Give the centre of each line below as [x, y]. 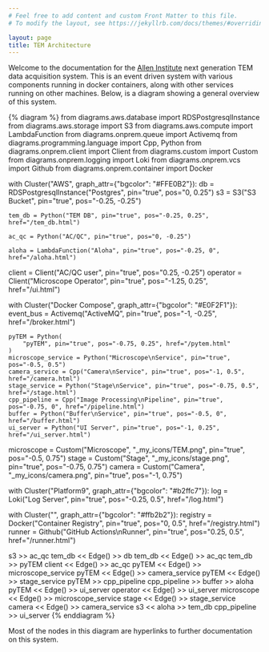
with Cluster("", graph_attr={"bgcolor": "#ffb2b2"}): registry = [110, 515]
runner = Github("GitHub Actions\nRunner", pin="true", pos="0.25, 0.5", [126, 532]
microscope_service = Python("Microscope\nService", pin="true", [119, 358]
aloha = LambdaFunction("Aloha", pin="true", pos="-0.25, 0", [114, 251]
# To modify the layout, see [57, 23]
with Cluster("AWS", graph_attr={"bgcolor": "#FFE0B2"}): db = [111, 184]
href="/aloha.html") [43, 258]
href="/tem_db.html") [44, 223]
